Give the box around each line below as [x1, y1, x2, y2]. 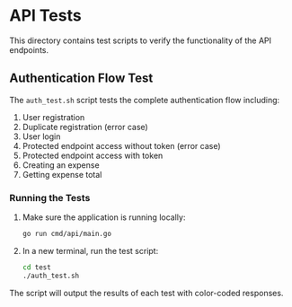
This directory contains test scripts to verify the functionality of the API [9, 35, 272, 46]
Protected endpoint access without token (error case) [22, 140, 221, 151]
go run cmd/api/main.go [22, 230, 112, 239]
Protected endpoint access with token [22, 150, 164, 161]
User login [22, 131, 61, 142]
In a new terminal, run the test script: [22, 245, 159, 256]
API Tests [9, 5, 83, 26]
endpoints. [9, 44, 49, 55]
